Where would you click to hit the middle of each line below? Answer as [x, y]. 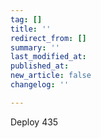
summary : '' [35, 47]
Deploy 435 [34, 122]
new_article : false [51, 76]
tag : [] [26, 19]
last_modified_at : [48, 57]
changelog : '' [40, 85]
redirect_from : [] [48, 38]
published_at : [40, 66]
